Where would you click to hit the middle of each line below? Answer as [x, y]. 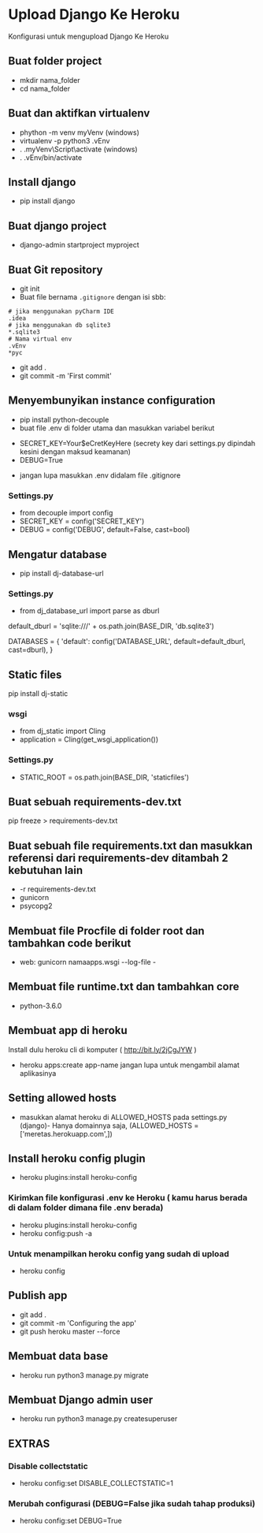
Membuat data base [58, 1356]
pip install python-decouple [64, 419]
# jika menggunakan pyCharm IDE [61, 311]
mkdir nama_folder [50, 80]
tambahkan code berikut [70, 943]
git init [30, 288]
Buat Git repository [56, 270]
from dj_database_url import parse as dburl [89, 611]
